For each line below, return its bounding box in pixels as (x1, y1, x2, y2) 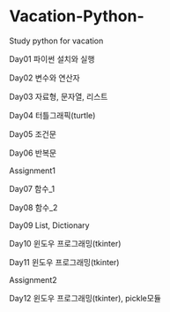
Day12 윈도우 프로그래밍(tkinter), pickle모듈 (9, 293, 161, 303)
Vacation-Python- (9, 6, 144, 27)
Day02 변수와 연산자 (9, 72, 81, 83)
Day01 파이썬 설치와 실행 (9, 53, 95, 64)
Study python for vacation (9, 35, 104, 46)
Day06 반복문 (9, 148, 57, 158)
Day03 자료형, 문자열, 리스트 (9, 91, 108, 102)
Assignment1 (9, 165, 55, 176)
